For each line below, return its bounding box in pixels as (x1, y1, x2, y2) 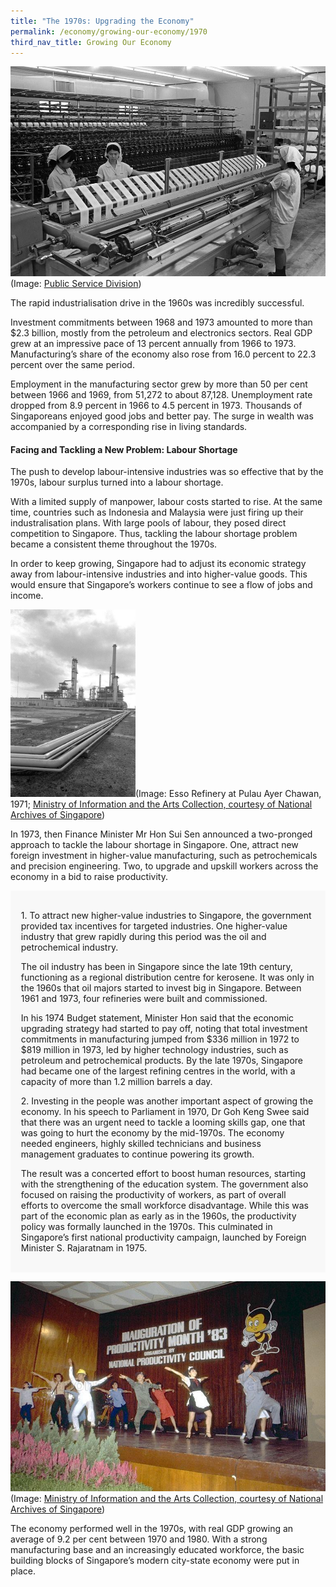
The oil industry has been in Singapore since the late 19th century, (20, 961, 293, 973)
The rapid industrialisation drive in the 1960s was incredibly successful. (10, 297, 305, 309)
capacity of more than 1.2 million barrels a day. (20, 1076, 213, 1088)
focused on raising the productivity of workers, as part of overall (20, 1189, 287, 1201)
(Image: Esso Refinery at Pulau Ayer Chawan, (135, 788, 322, 800)
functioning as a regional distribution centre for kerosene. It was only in (20, 971, 315, 984)
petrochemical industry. (20, 941, 119, 954)
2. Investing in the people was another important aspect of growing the (20, 1095, 314, 1107)
